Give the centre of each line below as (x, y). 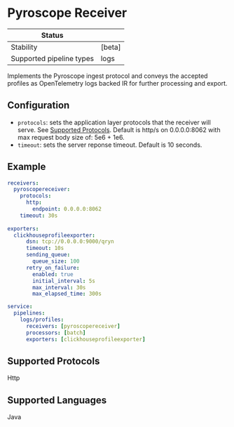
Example (27, 167)
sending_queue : (48, 255)
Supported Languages (57, 400)
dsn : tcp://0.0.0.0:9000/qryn (70, 242)
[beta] (111, 47)
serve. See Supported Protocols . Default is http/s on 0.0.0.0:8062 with (119, 130)
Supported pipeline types (53, 58)
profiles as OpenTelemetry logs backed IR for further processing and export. (117, 83)
